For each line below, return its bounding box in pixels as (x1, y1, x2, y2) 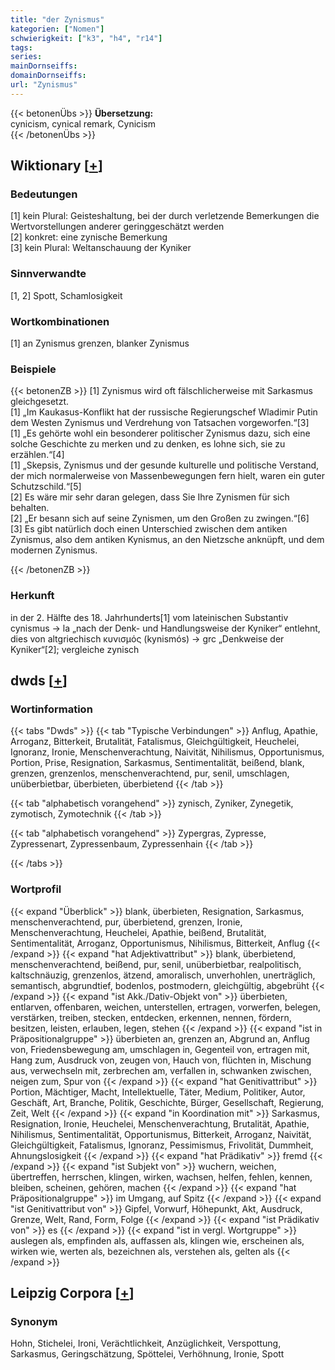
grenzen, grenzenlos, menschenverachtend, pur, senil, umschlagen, (10, 767, 290, 780)
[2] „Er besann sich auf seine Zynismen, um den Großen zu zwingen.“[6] (10, 512, 310, 525)
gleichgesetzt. (10, 396, 70, 408)
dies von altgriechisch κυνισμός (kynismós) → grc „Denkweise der (10, 632, 285, 645)
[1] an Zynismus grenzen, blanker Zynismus (10, 337, 190, 350)
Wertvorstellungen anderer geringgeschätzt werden (10, 221, 225, 233)
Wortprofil (10, 882, 62, 896)
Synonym (10, 1314, 58, 1328)
